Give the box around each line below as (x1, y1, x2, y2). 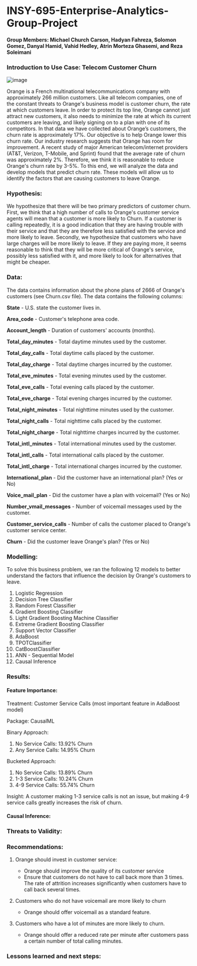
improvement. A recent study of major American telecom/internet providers (6, 144, 188, 151)
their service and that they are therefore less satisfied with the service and (6, 227, 186, 234)
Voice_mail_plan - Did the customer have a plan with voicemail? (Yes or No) (6, 491, 191, 498)
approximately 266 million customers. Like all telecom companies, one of (6, 94, 182, 101)
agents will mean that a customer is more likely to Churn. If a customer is (6, 215, 182, 222)
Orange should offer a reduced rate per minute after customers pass (23, 931, 189, 938)
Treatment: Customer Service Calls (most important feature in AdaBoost (6, 700, 180, 707)
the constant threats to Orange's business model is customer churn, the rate (6, 101, 191, 108)
